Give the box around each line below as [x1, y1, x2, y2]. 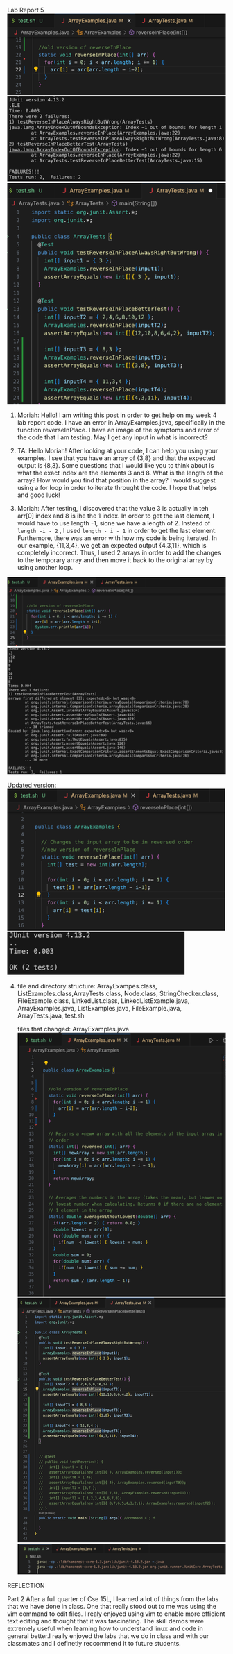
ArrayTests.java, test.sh [17, 1011, 85, 1020]
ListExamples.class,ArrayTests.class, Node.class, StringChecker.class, [17, 989, 219, 997]
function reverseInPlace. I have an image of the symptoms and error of [17, 425, 220, 434]
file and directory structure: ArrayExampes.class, [17, 981, 157, 990]
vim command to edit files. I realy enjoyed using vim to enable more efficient [7, 1610, 225, 1618]
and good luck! [17, 491, 60, 499]
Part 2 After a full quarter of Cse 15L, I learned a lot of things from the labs [7, 1594, 219, 1603]
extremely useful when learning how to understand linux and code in [7, 1624, 203, 1632]
